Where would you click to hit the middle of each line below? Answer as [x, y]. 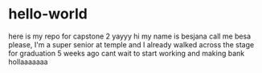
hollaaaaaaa [28, 62]
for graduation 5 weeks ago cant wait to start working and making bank [127, 53]
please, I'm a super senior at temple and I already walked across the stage [131, 44]
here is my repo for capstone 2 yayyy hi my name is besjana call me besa [130, 36]
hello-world [48, 14]
